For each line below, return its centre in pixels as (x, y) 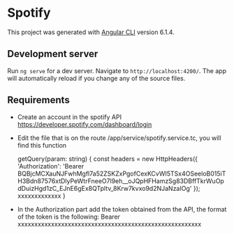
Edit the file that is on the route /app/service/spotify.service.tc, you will (119, 138)
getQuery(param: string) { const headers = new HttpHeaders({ (107, 159)
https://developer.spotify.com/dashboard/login (85, 124)
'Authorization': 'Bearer (51, 166)
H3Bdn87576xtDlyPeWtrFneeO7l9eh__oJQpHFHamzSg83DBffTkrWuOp (121, 181)
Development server (53, 54)
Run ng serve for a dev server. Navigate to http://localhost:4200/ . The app (117, 70)
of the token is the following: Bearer (69, 217)
